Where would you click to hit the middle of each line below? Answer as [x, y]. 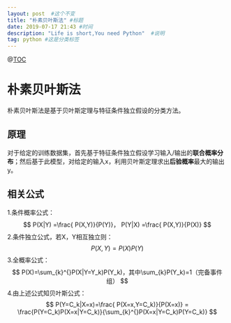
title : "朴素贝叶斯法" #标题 [45, 20]
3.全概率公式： [29, 260]
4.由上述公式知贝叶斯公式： [47, 293]
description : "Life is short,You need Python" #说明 [86, 33]
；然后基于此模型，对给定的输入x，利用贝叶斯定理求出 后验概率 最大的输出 [119, 161]
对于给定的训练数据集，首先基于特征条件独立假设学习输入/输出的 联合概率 [112, 152]
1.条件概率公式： [31, 212]
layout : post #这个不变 [41, 14]
